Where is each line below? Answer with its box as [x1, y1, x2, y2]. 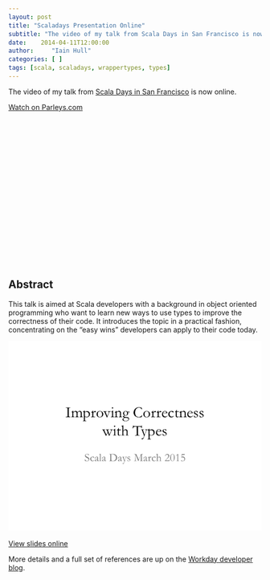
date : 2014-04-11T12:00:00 [8, 39, 110, 47]
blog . [8, 562, 26, 572]
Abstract [8, 278, 54, 292]
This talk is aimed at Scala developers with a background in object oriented [8, 299, 257, 308]
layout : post [8, 13, 52, 21]
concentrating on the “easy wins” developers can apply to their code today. [8, 325, 259, 334]
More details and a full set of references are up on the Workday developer [8, 554, 253, 564]
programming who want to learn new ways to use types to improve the [8, 308, 243, 317]
